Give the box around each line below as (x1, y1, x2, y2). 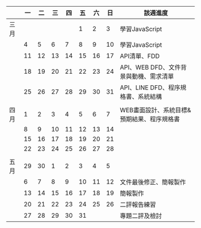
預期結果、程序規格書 (119, 115, 180, 123)
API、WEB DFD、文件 (119, 63, 181, 71)
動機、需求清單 (131, 72, 174, 80)
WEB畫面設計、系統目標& (119, 106, 191, 114)
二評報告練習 (119, 200, 156, 209)
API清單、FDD (119, 52, 160, 60)
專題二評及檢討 (119, 212, 162, 220)
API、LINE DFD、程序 (119, 83, 181, 92)
